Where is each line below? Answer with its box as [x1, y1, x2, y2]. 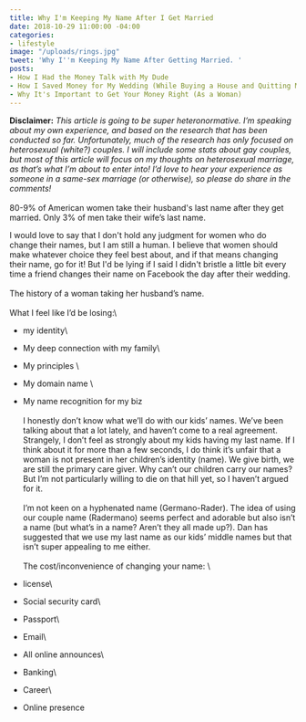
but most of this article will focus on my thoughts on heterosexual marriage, [9, 153, 295, 164]
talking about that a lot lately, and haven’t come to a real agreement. [22, 424, 278, 435]
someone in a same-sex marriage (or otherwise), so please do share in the [9, 173, 291, 183]
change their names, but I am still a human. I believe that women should [9, 239, 279, 250]
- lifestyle [9, 38, 55, 48]
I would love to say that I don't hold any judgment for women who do [9, 229, 267, 240]
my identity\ [22, 325, 68, 336]
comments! [9, 183, 52, 194]
